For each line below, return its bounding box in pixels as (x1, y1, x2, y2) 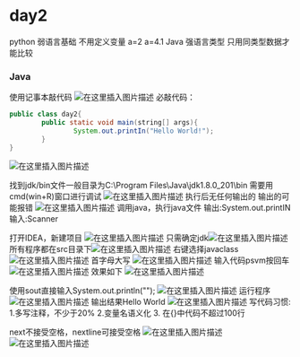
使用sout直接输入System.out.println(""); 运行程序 (9, 284, 271, 296)
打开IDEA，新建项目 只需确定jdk (9, 232, 209, 243)
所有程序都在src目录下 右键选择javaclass (9, 243, 239, 254)
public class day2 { (9, 109, 82, 119)
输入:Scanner (9, 213, 58, 224)
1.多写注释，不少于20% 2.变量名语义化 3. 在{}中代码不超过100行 (9, 307, 245, 318)
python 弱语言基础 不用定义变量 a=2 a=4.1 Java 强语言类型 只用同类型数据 (9, 36, 282, 47)
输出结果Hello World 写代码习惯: (90, 296, 291, 307)
